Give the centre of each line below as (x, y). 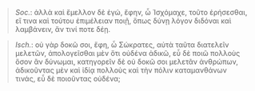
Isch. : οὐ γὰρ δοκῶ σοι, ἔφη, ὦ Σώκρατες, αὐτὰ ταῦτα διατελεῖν (122, 45)
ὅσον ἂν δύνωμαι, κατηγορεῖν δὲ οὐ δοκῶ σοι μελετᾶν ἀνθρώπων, (127, 61)
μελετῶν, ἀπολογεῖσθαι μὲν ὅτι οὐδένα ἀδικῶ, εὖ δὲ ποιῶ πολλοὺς (127, 53)
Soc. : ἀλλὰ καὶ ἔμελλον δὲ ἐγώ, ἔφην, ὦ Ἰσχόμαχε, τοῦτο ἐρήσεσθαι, (131, 12)
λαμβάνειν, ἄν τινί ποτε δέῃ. (63, 29)
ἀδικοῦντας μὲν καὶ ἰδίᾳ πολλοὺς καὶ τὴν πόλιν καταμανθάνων (121, 70)
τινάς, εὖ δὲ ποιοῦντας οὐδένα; (68, 79)
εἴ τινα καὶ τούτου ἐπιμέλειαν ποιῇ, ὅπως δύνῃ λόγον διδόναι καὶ (123, 21)
